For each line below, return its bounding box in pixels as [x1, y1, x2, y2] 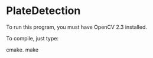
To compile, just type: [6, 35, 59, 42]
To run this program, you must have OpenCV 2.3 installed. [6, 23, 148, 30]
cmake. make [6, 46, 39, 53]
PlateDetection [6, 4, 81, 18]
